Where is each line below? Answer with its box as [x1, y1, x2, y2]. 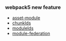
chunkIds [12, 20, 31, 26]
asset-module [12, 15, 41, 21]
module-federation [12, 31, 50, 37]
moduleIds [12, 25, 34, 31]
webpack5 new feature [5, 4, 61, 11]
